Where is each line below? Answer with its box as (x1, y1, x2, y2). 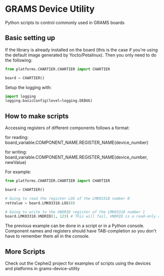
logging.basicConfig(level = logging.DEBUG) (5, 98, 93, 103)
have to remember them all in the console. (5, 233, 90, 239)
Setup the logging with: (5, 84, 52, 90)
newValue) (5, 160, 27, 165)
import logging (5, 94, 36, 99)
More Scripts (5, 247, 45, 255)
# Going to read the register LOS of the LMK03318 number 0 (5, 196, 130, 201)
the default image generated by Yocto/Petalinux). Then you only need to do (5, 52, 157, 58)
